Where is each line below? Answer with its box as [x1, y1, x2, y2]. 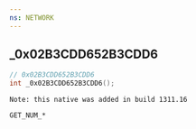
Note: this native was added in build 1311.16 [9, 96, 188, 105]
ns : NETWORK [9, 13, 54, 23]
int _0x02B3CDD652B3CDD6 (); [9, 78, 116, 88]
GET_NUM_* [9, 111, 47, 120]
